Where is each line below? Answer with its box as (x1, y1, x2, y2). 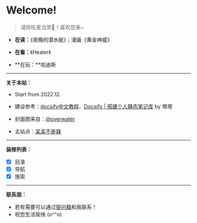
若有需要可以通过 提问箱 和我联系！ (14, 204, 97, 211)
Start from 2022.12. (14, 90, 62, 97)
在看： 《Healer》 (14, 48, 51, 56)
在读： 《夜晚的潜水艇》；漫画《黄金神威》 (14, 36, 113, 43)
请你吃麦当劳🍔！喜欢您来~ (20, 23, 84, 31)
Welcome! (6, 4, 57, 17)
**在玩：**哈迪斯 (14, 61, 56, 68)
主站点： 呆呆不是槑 (14, 127, 62, 135)
